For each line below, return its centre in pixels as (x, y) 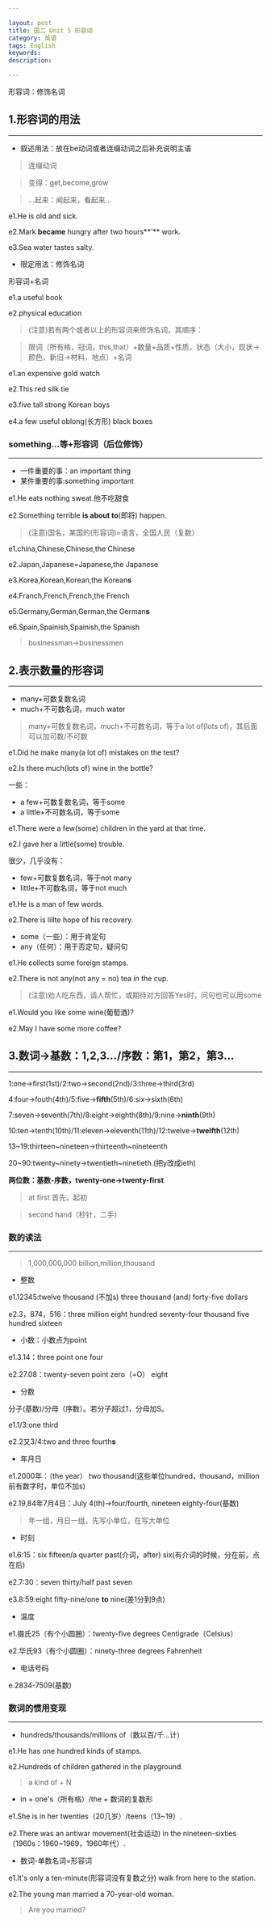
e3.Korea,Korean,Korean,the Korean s (70, 580)
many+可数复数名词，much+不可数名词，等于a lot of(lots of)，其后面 (143, 726)
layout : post (30, 23)
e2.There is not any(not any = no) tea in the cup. (89, 978)
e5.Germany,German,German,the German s (79, 612)
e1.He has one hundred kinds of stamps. (75, 1751)
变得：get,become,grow (68, 182)
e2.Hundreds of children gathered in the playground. (96, 1767)
